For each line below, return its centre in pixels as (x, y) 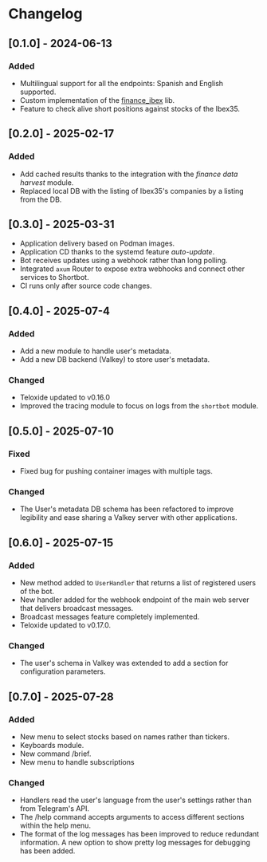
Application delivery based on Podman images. (97, 243)
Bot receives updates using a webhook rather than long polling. (124, 261)
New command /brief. (55, 754)
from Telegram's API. (55, 809)
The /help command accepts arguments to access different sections (132, 817)
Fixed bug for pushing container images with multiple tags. (116, 471)
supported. (38, 92)
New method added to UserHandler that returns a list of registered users (138, 583)
